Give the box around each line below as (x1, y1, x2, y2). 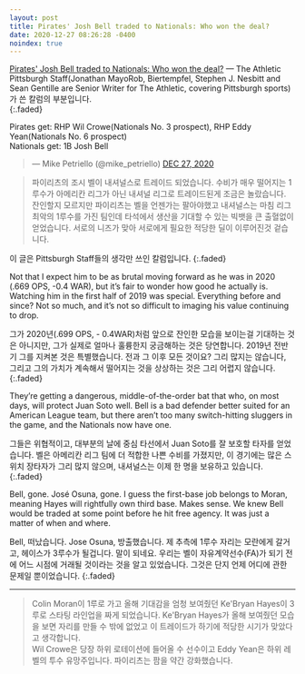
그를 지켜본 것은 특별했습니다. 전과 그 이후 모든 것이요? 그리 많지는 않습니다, (18, 352, 287, 362)
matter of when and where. (9, 518, 111, 529)
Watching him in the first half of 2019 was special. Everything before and (9, 291, 281, 302)
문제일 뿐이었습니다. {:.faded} (9, 570, 115, 581)
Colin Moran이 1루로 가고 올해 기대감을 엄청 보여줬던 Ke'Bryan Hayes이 (31, 599, 288, 610)
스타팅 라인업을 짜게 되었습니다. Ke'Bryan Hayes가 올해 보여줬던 (48, 610, 279, 620)
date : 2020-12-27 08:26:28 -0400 (9, 30, 136, 39)
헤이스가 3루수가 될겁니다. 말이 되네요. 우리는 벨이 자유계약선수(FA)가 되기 (21, 548, 284, 559)
